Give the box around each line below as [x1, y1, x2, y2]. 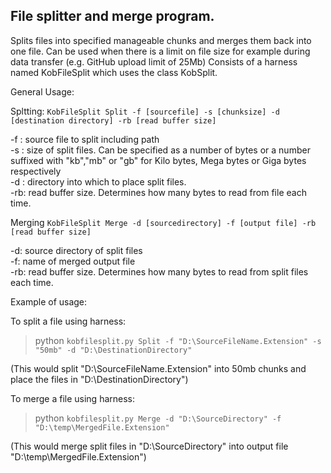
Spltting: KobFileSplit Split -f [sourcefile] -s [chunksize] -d [10, 105, 280, 117]
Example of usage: [10, 295, 88, 308]
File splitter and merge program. [10, 8, 215, 25]
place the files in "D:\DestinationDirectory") [10, 373, 189, 385]
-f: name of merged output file [10, 255, 136, 267]
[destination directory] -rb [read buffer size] [10, 115, 217, 126]
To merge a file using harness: [10, 392, 136, 404]
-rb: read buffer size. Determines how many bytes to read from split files [10, 265, 309, 278]
